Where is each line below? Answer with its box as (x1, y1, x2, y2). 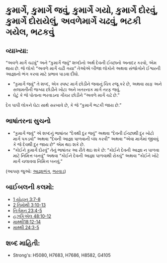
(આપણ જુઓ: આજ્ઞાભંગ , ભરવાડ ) (5, 168, 67, 174)
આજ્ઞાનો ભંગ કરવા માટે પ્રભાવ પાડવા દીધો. (5, 71, 80, 77)
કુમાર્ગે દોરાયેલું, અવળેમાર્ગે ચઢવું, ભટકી (5, 15, 141, 27)
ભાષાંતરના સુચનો (5, 117, 51, 125)
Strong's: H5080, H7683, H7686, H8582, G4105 (12, 252, 111, 259)
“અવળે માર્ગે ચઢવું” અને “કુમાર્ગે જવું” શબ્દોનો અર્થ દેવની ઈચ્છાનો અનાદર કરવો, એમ (5, 60, 157, 65)
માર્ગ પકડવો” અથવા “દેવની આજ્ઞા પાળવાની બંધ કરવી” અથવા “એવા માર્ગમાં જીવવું (12, 136, 159, 142)
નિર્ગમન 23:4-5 (12, 207, 42, 214)
